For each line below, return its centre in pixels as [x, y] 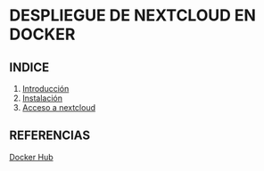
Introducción [45, 89]
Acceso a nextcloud [59, 107]
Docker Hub [31, 157]
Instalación [42, 98]
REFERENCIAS [50, 136]
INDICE [29, 67]
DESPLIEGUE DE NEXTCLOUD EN [133, 16]
